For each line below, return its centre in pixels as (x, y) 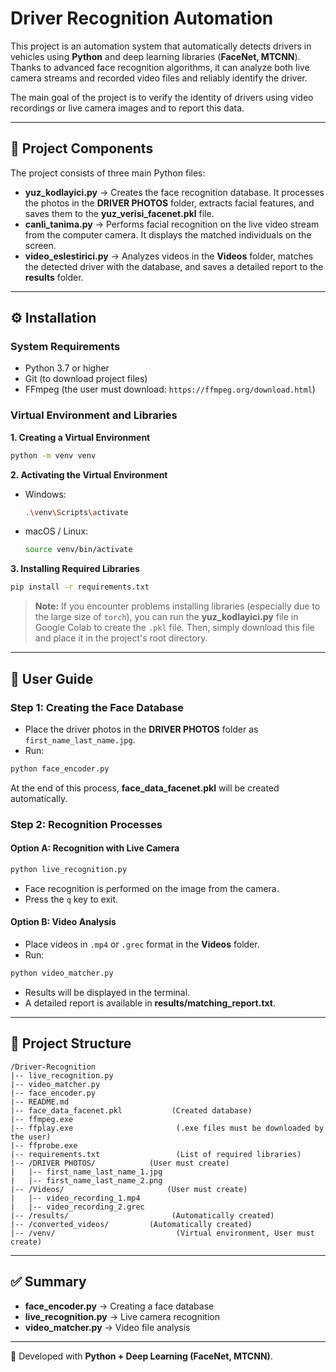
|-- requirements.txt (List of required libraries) (156, 1154)
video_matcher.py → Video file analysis (107, 1327)
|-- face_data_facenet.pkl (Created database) (131, 1110)
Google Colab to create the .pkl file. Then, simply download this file (174, 628)
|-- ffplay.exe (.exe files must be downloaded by (167, 1128)
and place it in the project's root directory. (121, 638)
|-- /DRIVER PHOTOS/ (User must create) (120, 1163)
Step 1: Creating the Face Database (97, 707)
